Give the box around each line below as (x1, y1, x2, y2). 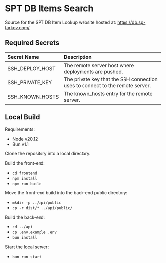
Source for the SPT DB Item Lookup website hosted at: (5, 19, 117, 25)
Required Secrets (5, 39, 60, 47)
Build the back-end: (5, 214, 45, 220)
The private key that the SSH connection (63, 76, 158, 83)
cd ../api (12, 225, 33, 229)
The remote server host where (63, 62, 134, 69)
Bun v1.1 (12, 141, 29, 147)
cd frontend (12, 171, 37, 176)
